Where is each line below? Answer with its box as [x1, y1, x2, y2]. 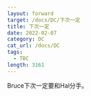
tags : [7, 49, 23, 56]
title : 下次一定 [7, 23, 50, 30]
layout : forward [7, 10, 54, 17]
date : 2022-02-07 [7, 29, 57, 37]
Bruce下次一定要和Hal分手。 [7, 81, 88, 90]
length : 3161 [7, 61, 45, 68]
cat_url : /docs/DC [7, 42, 60, 49]
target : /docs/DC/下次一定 [7, 17, 81, 23]
